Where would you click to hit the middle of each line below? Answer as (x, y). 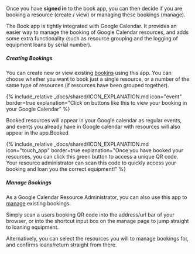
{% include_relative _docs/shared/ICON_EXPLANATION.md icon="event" (94, 97)
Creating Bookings (29, 58)
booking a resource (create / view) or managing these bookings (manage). (96, 15)
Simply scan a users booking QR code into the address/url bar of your (90, 214)
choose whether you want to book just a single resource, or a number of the (98, 79)
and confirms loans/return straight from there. (61, 245)
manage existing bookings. (39, 203)
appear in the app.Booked (37, 133)
